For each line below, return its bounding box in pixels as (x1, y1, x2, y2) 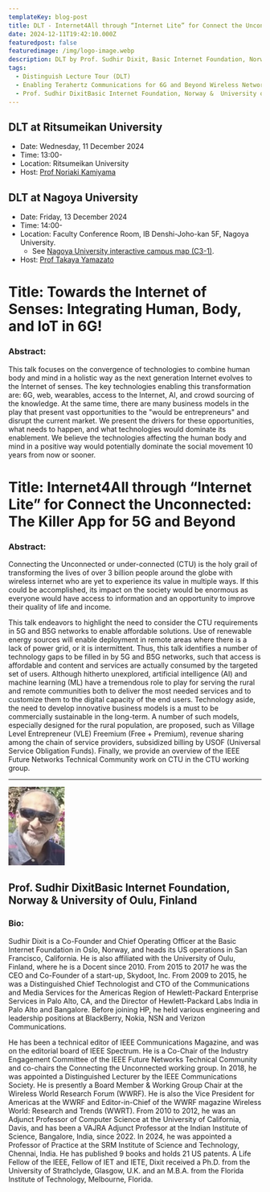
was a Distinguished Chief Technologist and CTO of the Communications (8, 979, 250, 988)
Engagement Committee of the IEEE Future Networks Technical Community (8, 1054, 258, 1064)
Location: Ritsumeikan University (19, 159, 129, 168)
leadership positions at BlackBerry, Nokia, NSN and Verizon (8, 1013, 206, 1023)
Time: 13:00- (19, 150, 63, 160)
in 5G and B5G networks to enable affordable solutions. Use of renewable (8, 627, 252, 636)
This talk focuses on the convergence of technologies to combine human (8, 364, 251, 374)
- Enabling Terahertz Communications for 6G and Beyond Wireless (15, 81, 239, 89)
